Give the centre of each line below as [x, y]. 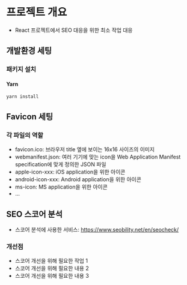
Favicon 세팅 [30, 117]
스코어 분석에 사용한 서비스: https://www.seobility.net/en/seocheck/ [97, 229]
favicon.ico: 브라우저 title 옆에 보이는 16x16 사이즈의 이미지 [85, 149]
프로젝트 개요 [37, 12]
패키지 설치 [21, 70]
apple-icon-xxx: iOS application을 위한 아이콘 [70, 172]
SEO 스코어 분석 [35, 214]
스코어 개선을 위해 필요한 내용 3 [52, 276]
